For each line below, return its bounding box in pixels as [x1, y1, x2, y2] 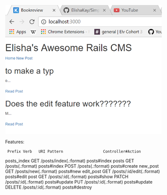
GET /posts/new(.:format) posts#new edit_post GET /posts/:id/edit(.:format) [5, 169, 160, 175]
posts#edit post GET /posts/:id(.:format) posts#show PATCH [5, 174, 129, 180]
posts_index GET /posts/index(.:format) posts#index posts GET [5, 158, 134, 164]
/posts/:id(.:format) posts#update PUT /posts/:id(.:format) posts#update [5, 179, 153, 185]
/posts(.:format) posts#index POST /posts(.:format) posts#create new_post [5, 163, 159, 169]
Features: [5, 139, 25, 145]
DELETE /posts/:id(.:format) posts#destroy [5, 184, 92, 191]
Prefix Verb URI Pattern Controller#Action [7, 149, 141, 154]
